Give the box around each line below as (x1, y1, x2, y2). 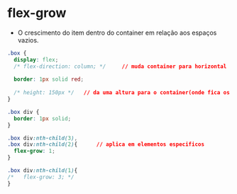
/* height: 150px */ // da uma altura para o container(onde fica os (13, 89, 231, 96)
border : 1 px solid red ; (13, 76, 84, 83)
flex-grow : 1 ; (13, 147, 55, 155)
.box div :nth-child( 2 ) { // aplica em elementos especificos (7, 141, 204, 148)
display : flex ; (13, 56, 59, 63)
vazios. (17, 35, 39, 44)
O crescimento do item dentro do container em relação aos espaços (17, 28, 217, 37)
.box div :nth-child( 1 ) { (7, 167, 78, 174)
